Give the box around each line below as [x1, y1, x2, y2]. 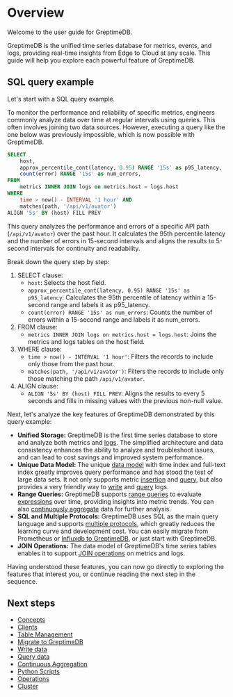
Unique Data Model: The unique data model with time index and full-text [17, 460, 226, 468]
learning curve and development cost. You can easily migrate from [17, 527, 209, 535]
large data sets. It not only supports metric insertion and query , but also [17, 475, 223, 484]
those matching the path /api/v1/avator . [27, 374, 145, 383]
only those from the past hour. [27, 359, 115, 368]
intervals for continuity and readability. [30, 244, 140, 252]
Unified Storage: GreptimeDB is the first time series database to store [17, 431, 218, 439]
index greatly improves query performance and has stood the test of [17, 468, 214, 476]
